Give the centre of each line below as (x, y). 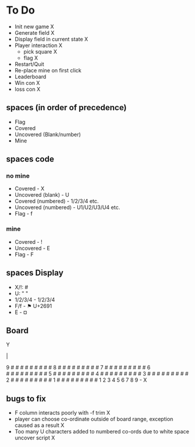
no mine (18, 176)
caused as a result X (39, 425)
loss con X (27, 89)
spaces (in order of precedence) (67, 107)
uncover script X (35, 438)
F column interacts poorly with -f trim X (62, 413)
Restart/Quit (29, 64)
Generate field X (34, 32)
